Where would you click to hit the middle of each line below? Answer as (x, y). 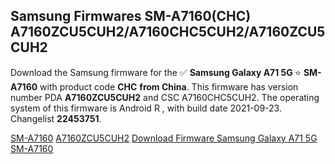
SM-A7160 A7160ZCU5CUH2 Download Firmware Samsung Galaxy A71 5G (164, 138)
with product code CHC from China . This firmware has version (169, 86)
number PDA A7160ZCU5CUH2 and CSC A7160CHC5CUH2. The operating (165, 97)
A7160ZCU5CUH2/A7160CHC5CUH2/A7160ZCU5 (168, 32)
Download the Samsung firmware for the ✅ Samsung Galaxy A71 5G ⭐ (156, 72)
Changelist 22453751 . (56, 118)
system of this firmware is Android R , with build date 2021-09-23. (146, 108)
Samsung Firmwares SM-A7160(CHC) (131, 16)
